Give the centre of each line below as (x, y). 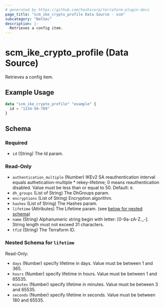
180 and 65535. (28, 300)
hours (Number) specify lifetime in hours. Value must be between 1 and (84, 274)
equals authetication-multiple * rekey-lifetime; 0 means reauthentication (86, 183)
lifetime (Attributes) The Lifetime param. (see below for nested (77, 209)
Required (16, 143)
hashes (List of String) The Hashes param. (55, 203)
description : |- (22, 24)
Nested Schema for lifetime (40, 243)
